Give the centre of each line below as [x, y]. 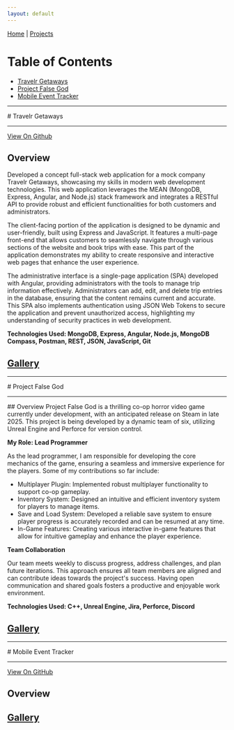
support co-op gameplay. [54, 492]
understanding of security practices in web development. [89, 320]
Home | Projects [30, 33]
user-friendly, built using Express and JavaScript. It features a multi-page [112, 233]
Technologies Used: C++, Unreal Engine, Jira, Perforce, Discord [101, 606]
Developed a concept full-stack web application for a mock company [106, 174]
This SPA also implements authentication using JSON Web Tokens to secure [116, 306]
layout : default [31, 14]
